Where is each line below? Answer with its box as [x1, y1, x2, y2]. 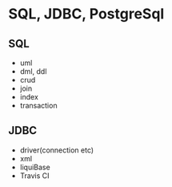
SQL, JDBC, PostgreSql [8, 5, 165, 23]
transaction [19, 101, 58, 110]
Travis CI [19, 170, 50, 181]
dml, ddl [19, 67, 47, 76]
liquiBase [19, 162, 50, 172]
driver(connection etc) [19, 145, 94, 155]
